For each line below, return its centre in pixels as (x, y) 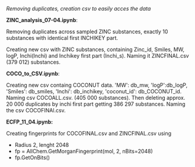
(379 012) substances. (33, 62)
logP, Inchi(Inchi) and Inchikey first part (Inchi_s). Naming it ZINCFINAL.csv (98, 56)
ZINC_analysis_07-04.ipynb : (42, 20)
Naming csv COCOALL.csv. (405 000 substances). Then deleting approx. (96, 98)
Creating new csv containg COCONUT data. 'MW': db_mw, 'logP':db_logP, (97, 85)
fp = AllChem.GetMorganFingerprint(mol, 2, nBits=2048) (84, 151)
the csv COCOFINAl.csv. (36, 110)
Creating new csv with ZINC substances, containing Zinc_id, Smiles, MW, (95, 49)
